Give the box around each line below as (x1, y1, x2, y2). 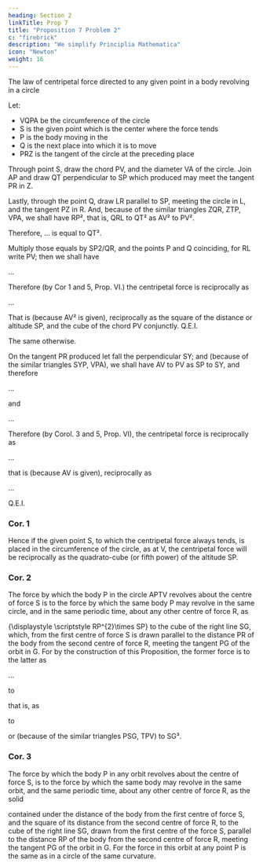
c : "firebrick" (8, 33, 58, 42)
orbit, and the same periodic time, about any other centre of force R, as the (8, 785, 250, 795)
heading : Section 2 (8, 11, 72, 20)
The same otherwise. (8, 336, 77, 346)
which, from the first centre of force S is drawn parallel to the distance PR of (8, 630, 255, 640)
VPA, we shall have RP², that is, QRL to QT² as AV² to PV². (8, 213, 195, 222)
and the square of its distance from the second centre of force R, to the (8, 817, 239, 827)
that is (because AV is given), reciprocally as (8, 468, 152, 477)
